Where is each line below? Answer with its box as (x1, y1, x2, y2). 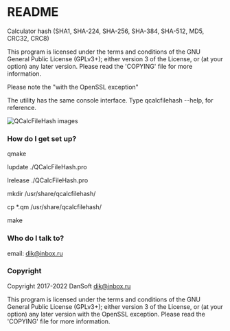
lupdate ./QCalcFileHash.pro (7, 163, 87, 171)
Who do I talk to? (7, 233, 65, 243)
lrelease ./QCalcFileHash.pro (7, 176, 89, 184)
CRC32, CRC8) (7, 34, 49, 42)
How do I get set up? (7, 134, 77, 143)
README (7, 4, 59, 20)
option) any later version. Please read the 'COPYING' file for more (7, 62, 193, 70)
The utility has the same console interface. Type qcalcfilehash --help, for (7, 96, 214, 104)
